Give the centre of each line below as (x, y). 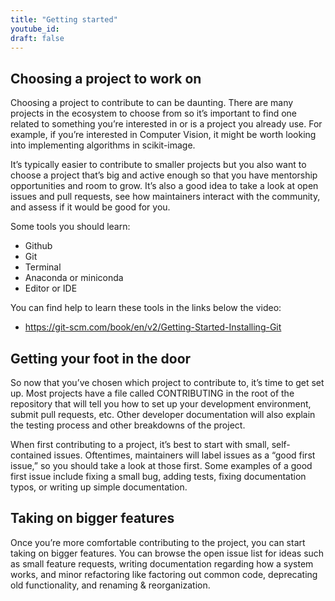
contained (31, 455)
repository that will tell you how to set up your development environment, (161, 404)
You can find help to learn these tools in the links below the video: (146, 308)
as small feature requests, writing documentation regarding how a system (162, 563)
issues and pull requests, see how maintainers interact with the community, (165, 197)
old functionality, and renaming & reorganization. (110, 585)
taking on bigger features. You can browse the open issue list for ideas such (167, 553)
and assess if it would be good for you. (90, 207)
